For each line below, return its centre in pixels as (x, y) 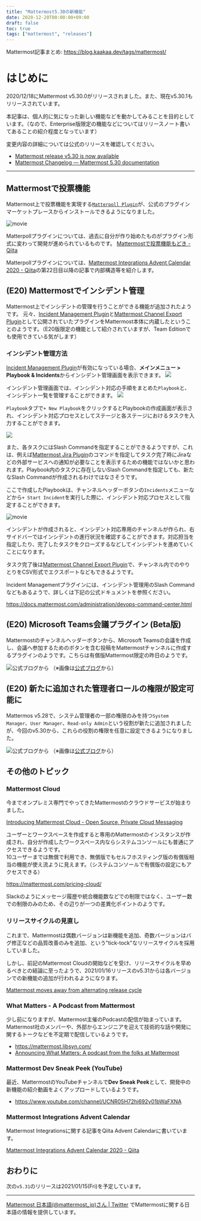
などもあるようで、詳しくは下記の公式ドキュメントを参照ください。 (90, 592)
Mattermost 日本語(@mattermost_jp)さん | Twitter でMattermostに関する (95, 1205)
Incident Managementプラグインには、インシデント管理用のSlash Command (100, 584)
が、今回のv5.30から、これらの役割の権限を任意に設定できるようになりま (97, 730)
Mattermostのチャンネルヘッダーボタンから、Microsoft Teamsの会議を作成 (99, 640)
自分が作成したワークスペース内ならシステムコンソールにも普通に (108, 842)
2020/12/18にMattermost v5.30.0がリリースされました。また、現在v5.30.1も (100, 96)
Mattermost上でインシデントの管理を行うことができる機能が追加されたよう (99, 306)
